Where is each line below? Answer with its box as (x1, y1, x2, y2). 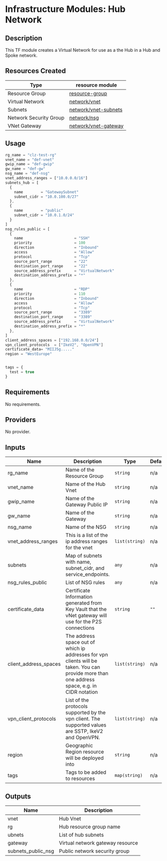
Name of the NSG (65, 524, 107, 531)
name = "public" (14, 208, 64, 213)
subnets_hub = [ (5, 180, 39, 185)
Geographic (65, 742, 93, 749)
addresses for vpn (65, 651, 108, 658)
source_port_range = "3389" (14, 310, 92, 315)
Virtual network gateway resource (59, 840, 138, 846)
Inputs (5, 443, 26, 452)
